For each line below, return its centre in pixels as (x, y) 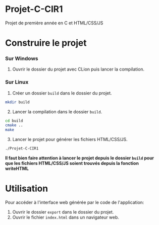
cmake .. (14, 125)
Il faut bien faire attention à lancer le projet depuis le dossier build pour (80, 158)
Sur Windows (22, 59)
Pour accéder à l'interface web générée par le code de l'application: (75, 203)
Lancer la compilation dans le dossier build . (57, 112)
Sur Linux (17, 82)
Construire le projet (46, 43)
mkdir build (17, 102)
